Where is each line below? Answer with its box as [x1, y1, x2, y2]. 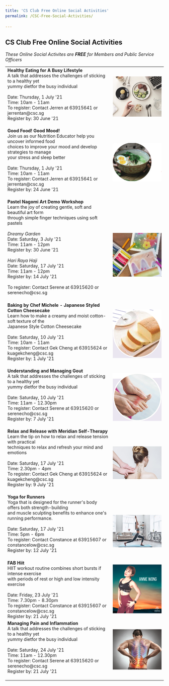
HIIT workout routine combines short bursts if [7, 565, 102, 571]
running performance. [7, 516, 53, 522]
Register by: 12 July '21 [7, 547, 57, 553]
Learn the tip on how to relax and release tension [7, 434, 109, 440]
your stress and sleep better [7, 154, 66, 160]
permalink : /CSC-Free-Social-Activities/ [5, 13, 94, 19]
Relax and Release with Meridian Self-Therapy [7, 428, 108, 435]
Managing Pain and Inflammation [7, 620, 78, 626]
